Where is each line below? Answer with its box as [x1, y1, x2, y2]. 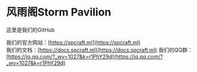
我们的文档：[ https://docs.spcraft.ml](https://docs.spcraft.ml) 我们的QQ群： [6, 46, 193, 54]
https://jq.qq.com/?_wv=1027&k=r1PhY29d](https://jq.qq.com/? [8, 53, 163, 60]
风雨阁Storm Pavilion [6, 5, 112, 19]
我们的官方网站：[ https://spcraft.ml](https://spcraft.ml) [6, 39, 141, 46]
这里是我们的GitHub [6, 26, 55, 33]
